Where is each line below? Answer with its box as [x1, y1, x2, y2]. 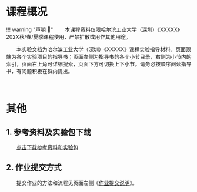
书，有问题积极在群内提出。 [6, 68, 74, 75]
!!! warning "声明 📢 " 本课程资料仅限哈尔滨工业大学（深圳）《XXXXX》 [6, 26, 181, 33]
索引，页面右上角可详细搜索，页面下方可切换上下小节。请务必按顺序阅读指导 [6, 60, 192, 68]
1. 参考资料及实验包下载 [6, 127, 91, 137]
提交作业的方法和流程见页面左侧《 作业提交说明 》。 [16, 179, 138, 186]
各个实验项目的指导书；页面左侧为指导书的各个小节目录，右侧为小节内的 [16, 53, 192, 60]
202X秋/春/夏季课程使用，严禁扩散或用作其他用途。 [6, 33, 131, 40]
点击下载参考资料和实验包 [16, 143, 78, 150]
